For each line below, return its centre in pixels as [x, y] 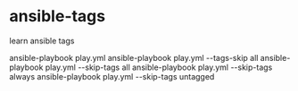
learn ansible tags [42, 41]
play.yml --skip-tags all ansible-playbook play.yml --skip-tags [159, 67]
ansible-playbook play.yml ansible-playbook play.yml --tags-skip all [134, 57]
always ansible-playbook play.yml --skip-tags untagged [112, 76]
